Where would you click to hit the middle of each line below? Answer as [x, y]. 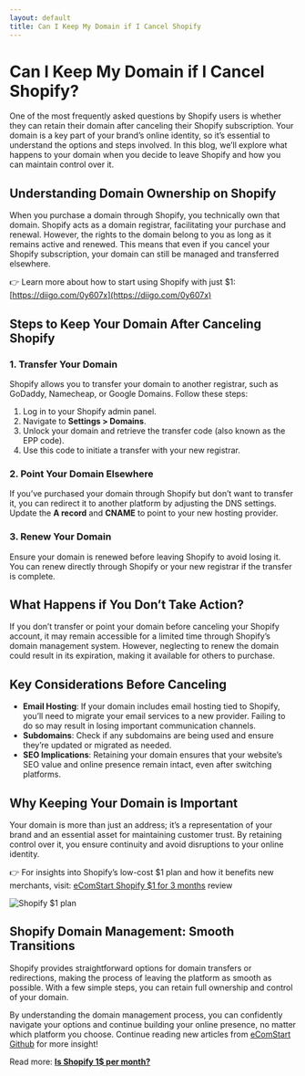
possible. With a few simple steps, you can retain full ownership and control [151, 987]
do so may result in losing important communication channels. [139, 726]
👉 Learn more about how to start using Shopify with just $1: [123, 282]
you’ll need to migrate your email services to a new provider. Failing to [154, 716]
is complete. [33, 576]
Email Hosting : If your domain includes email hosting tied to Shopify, [151, 706]
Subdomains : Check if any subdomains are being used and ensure [148, 736]
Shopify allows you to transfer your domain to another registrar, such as [144, 383]
